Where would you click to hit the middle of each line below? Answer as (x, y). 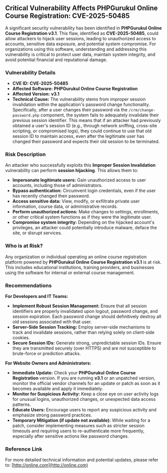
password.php (26, 116)
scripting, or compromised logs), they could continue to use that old (82, 131)
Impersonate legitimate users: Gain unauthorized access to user (79, 180)
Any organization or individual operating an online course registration (76, 257)
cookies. (21, 337)
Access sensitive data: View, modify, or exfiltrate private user (76, 201)
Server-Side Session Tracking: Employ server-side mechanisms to (81, 327)
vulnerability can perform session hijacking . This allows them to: (72, 171)
